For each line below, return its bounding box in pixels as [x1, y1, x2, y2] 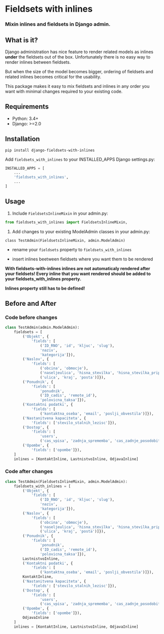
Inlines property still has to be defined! [5, 285, 85, 291]
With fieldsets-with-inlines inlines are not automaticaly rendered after [5, 265, 150, 271]
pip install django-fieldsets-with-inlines [5, 148, 95, 153]
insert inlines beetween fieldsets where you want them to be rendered [12, 256, 153, 262]
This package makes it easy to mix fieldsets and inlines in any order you [5, 83, 150, 89]
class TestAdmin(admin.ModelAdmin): [5, 325, 80, 330]
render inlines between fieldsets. [5, 59, 71, 65]
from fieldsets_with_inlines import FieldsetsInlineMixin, [5, 219, 128, 225]
